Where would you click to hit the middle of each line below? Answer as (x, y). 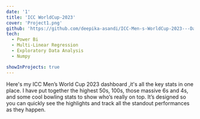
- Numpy (21, 56)
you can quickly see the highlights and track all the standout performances (98, 103)
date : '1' (18, 12)
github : (16, 28)
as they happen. (26, 109)
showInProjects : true (33, 67)
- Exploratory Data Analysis (48, 51)
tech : (13, 34)
